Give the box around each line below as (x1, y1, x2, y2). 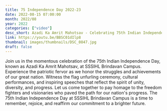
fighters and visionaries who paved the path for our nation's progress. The (5, 90, 158, 96)
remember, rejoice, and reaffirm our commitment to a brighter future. (5, 100, 146, 106)
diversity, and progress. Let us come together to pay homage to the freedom (5, 84, 162, 90)
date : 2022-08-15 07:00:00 (5, 12, 61, 17)
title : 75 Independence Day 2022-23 (5, 7, 81, 12)
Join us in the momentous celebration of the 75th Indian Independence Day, (5, 58, 161, 64)
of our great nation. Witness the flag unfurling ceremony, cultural (5, 74, 138, 80)
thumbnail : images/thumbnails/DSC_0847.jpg (5, 40, 97, 45)
